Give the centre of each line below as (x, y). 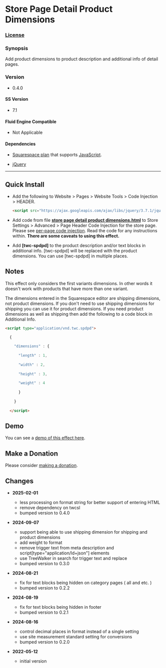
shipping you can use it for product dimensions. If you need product (74, 309)
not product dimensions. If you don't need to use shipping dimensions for (80, 303)
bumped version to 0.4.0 (45, 513)
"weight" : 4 (32, 383)
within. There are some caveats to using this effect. (66, 236)
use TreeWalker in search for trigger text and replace (73, 558)
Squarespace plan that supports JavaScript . (57, 155)
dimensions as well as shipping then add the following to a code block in (79, 314)
